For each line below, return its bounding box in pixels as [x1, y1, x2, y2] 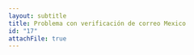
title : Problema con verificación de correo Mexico [8, 19, 186, 27]
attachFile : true [8, 34, 67, 43]
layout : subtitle [8, 11, 67, 20]
